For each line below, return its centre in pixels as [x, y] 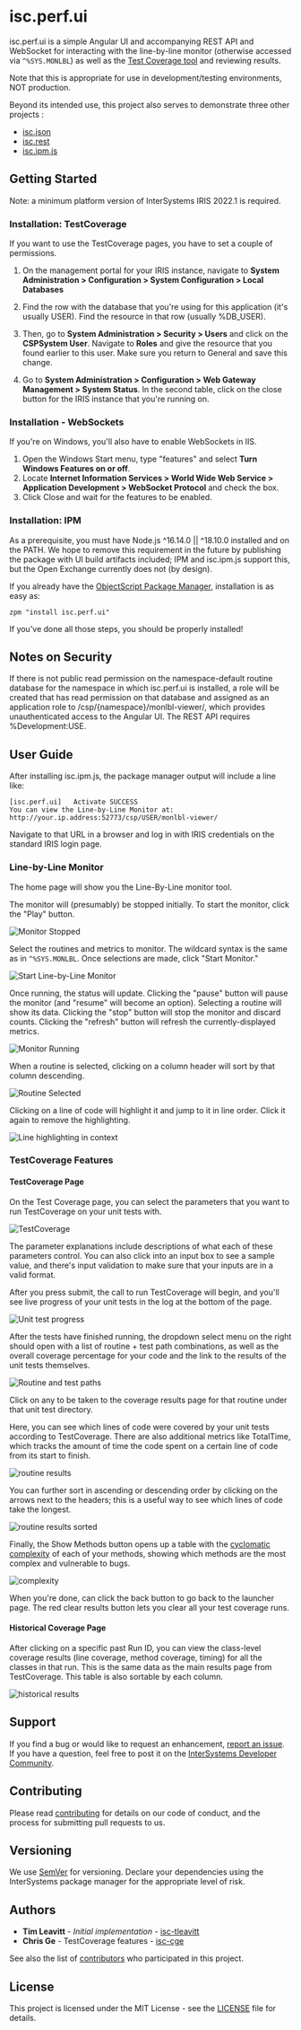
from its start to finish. [50, 1455]
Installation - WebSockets [67, 422]
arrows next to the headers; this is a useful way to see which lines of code [146, 1499]
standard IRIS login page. [56, 844]
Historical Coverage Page [58, 1628]
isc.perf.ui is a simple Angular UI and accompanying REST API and [132, 41]
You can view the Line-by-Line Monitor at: [92, 810]
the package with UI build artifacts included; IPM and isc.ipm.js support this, [150, 559]
